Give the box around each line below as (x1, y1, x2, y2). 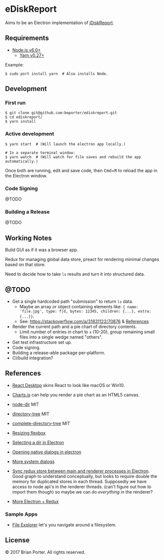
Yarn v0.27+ (19, 52, 45, 58)
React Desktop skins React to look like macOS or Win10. (12, 382, 125, 388)
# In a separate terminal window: (5, 150, 76, 155)
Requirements (5, 34, 49, 42)
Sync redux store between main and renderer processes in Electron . (12, 468, 150, 474)
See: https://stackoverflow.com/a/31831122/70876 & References (19, 318, 149, 324)
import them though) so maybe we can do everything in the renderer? (12, 489, 153, 495)
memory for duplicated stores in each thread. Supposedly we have (12, 478, 147, 484)
